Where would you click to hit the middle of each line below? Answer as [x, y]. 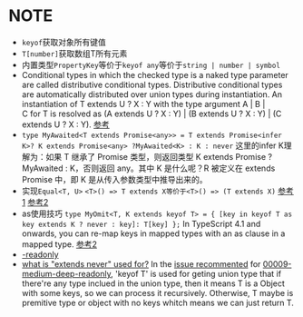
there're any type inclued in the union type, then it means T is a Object [153, 283]
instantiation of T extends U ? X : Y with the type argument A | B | [143, 104]
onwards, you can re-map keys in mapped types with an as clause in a [153, 233]
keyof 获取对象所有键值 [64, 42]
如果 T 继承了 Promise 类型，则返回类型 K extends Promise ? [159, 156]
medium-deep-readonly [66, 273]
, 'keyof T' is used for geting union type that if [196, 273]
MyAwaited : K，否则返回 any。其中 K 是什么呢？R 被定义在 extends [148, 168]
